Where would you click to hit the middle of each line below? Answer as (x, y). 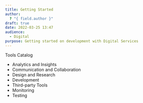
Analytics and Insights (34, 64)
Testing (20, 95)
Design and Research (34, 75)
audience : (15, 32)
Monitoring (23, 90)
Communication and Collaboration (47, 69)
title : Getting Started (29, 9)
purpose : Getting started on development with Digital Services (72, 41)
